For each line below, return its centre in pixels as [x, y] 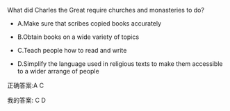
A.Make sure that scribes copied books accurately [89, 23]
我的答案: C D [27, 100]
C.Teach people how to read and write [72, 50]
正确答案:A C [25, 85]
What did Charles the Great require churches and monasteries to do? [106, 10]
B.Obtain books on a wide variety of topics [78, 37]
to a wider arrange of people [58, 71]
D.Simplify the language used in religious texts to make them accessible [120, 64]
